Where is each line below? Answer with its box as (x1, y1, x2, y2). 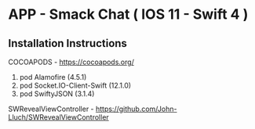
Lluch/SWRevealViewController (8, 113, 110, 122)
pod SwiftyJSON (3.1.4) (19, 89, 95, 99)
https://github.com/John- (95, 104, 177, 113)
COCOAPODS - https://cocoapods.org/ (8, 57, 135, 66)
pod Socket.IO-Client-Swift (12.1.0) (19, 81, 132, 90)
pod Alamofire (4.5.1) (19, 73, 87, 81)
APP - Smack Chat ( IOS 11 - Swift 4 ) (8, 5, 249, 23)
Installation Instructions (8, 37, 128, 50)
